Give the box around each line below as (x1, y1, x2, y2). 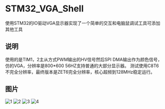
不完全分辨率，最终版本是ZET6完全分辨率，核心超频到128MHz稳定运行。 (5, 69, 156, 75)
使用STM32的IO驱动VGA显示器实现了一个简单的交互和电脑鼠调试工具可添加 (5, 20, 161, 26)
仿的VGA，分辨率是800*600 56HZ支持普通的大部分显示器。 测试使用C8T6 (5, 63, 159, 69)
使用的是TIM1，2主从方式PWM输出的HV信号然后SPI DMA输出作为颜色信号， (5, 56, 163, 62)
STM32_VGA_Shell (5, 3, 84, 14)
